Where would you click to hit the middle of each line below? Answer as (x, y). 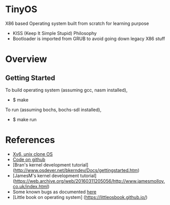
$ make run (25, 119)
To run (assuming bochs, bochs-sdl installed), (53, 110)
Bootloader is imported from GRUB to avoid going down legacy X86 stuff (89, 39)
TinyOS (21, 9)
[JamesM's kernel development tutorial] (54, 176)
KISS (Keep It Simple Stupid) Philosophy (54, 33)
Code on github (29, 159)
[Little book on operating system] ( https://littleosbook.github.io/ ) (80, 197)
